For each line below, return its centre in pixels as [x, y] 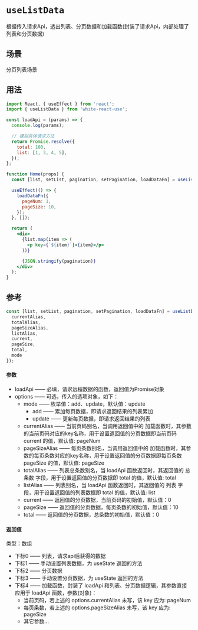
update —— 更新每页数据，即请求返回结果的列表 [91, 419]
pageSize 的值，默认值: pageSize [64, 463]
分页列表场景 [22, 69]
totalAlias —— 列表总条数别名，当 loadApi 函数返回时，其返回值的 [103, 470]
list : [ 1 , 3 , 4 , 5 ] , [42, 152]
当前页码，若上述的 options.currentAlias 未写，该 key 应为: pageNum [107, 600]
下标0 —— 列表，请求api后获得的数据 [60, 556]
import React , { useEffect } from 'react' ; [60, 104]
